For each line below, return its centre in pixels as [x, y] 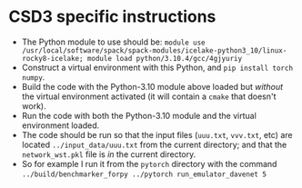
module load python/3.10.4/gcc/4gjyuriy [165, 58]
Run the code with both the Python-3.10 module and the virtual [139, 115]
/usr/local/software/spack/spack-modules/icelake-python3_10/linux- [154, 50]
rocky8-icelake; [52, 58]
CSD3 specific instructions [112, 17]
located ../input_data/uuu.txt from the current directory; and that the [154, 144]
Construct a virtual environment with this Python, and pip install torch [157, 67]
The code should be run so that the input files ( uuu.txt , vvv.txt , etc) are [157, 134]
